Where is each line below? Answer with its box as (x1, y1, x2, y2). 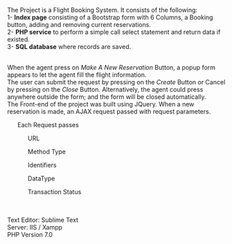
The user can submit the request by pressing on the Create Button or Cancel (7, 78, 226, 86)
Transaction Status (27, 188, 82, 196)
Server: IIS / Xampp (7, 223, 63, 231)
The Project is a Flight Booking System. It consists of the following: (7, 6, 198, 14)
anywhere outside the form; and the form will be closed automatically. (7, 93, 206, 101)
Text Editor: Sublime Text (7, 216, 78, 224)
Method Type (27, 148, 66, 156)
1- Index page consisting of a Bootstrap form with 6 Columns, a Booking (7, 13, 213, 21)
